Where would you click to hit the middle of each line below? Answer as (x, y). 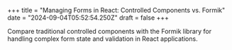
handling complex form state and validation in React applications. (103, 39)
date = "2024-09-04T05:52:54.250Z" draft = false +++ (88, 18)
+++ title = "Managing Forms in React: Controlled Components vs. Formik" (116, 10)
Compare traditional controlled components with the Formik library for (110, 31)
